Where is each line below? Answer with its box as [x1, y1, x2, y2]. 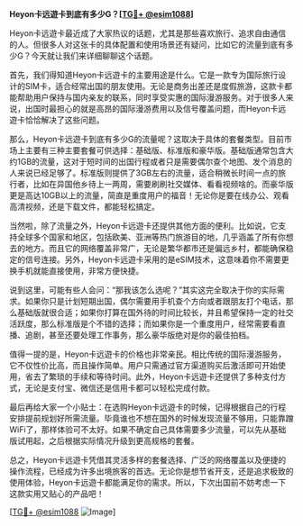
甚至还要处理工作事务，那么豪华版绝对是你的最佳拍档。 [48, 330, 254, 340]
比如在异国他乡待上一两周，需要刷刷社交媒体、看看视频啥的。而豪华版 [32, 179, 294, 189]
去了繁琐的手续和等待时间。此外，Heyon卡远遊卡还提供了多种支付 [32, 371, 279, 382]
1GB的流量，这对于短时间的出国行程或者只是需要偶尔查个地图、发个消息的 [16, 157, 293, 167]
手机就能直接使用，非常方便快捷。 [16, 266, 144, 276]
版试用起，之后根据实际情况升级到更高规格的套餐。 [9, 436, 199, 446]
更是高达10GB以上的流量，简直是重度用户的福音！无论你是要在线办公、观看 [9, 190, 290, 201]
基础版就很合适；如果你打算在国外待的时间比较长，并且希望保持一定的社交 [16, 307, 294, 318]
